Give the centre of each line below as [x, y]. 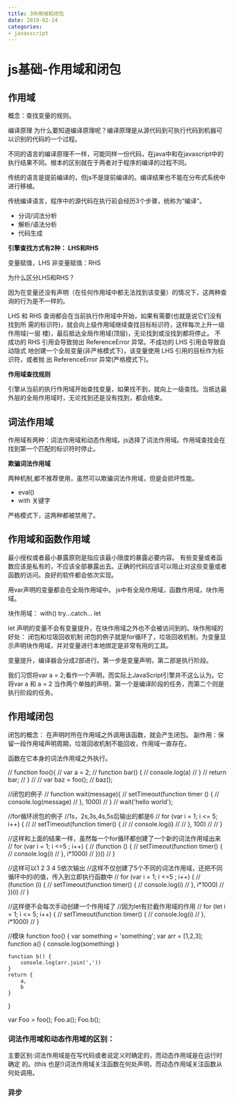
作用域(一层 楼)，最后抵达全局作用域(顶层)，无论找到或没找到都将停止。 [111, 333]
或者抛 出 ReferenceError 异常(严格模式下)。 [89, 360]
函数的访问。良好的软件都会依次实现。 [62, 575]
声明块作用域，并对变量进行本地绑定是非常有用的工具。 [93, 645]
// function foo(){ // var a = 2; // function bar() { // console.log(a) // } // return [117, 772]
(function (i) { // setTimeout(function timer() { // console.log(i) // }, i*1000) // [116, 884]
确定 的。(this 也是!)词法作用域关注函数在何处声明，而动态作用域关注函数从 [115, 1064]
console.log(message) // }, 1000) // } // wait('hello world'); [91, 801]
